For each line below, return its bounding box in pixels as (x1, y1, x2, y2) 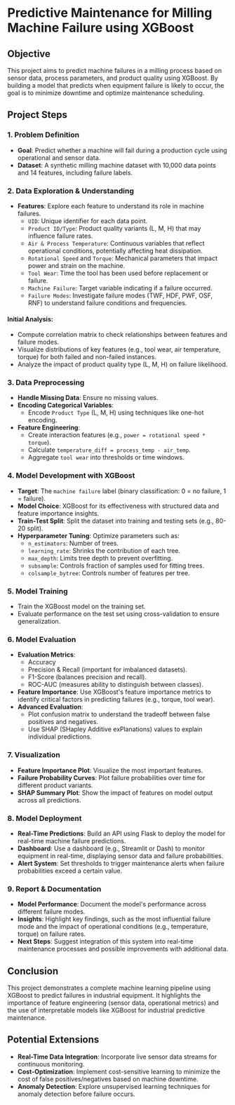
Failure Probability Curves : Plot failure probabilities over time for (17, 773, 206, 782)
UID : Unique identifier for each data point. (27, 216, 148, 225)
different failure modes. (17, 907, 86, 916)
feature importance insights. (17, 509, 100, 517)
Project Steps (7, 109, 68, 121)
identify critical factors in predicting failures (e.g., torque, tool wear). (17, 695, 215, 704)
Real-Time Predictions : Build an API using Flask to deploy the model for (17, 829, 226, 838)
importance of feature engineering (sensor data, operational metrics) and (7, 998, 219, 1007)
